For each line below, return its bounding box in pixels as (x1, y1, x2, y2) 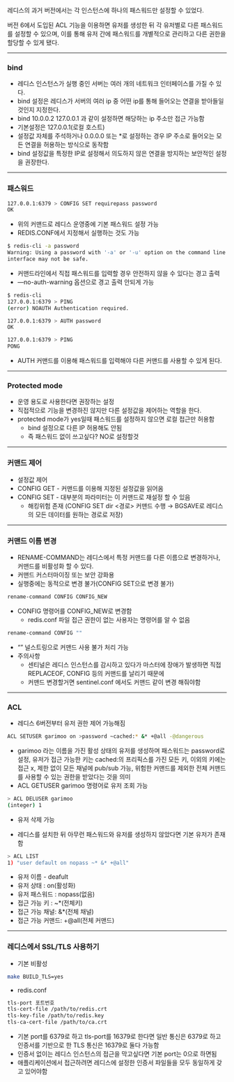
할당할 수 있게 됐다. (7, 38, 59, 47)
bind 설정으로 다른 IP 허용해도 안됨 (27, 424, 123, 432)
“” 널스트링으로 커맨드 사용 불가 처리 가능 (17, 643, 129, 651)
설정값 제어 (17, 475, 48, 484)
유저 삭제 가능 (17, 815, 55, 824)
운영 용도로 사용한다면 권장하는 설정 (17, 397, 115, 406)
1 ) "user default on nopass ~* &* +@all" (7, 859, 130, 866)
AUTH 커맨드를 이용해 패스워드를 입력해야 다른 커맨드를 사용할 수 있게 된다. (17, 357, 222, 365)
